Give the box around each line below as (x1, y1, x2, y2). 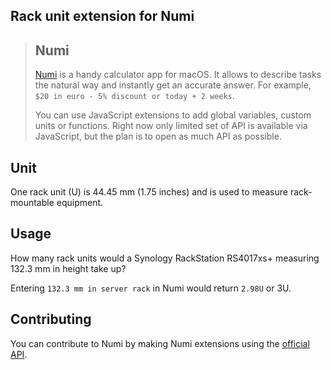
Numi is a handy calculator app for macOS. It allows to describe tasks (34, 69, 322, 81)
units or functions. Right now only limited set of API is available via (34, 120, 308, 132)
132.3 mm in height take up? (10, 262, 127, 274)
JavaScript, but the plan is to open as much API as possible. (34, 130, 282, 143)
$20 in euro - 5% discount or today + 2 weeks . (34, 90, 235, 102)
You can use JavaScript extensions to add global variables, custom (34, 109, 312, 121)
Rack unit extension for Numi (10, 8, 195, 25)
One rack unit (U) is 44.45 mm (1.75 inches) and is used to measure (10, 186, 288, 198)
